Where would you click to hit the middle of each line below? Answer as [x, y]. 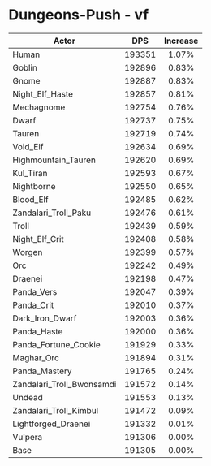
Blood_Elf [30, 199]
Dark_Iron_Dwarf [45, 318]
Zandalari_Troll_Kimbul [56, 410]
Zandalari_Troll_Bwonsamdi [65, 384]
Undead [28, 397]
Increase [181, 41]
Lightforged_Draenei [52, 424]
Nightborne [34, 186]
